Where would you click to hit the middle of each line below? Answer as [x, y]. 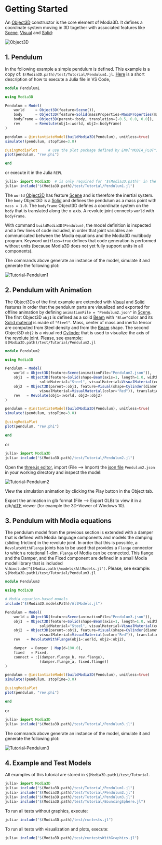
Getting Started [37, 9]
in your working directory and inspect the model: [54, 472]
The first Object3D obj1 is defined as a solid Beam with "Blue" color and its [79, 317]
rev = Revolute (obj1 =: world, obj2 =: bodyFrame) [68, 124]
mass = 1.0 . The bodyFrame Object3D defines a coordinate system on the [77, 205]
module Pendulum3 [22, 582]
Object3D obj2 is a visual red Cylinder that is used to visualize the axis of [77, 332]
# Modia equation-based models [36, 599]
